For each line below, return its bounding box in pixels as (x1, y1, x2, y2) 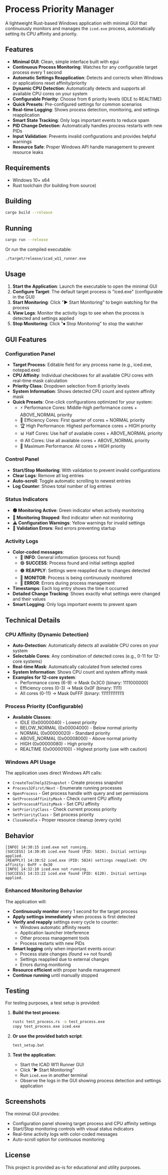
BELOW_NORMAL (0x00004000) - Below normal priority (20, 725, 138, 731)
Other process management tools (20, 935, 89, 941)
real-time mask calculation (12, 377, 68, 384)
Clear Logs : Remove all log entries (12, 472, 84, 478)
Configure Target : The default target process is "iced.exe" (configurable (12, 288, 163, 294)
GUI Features (5, 335, 47, 344)
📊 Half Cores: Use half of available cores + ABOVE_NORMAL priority (20, 430, 163, 437)
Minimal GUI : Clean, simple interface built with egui (12, 59, 119, 65)
